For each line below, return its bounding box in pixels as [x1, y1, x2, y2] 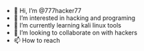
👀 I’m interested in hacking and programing [13, 14, 136, 22]
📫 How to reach [13, 37, 60, 44]
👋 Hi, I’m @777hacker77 [13, 7, 82, 14]
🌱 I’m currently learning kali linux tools [13, 21, 122, 29]
